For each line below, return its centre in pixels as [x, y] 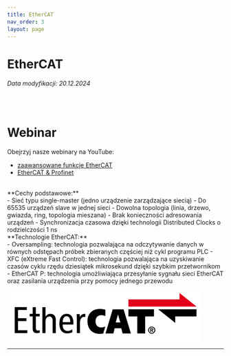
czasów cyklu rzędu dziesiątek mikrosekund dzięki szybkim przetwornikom [114, 266]
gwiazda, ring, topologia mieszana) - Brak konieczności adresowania [104, 215]
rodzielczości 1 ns [32, 229]
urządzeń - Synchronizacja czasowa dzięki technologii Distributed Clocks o [114, 222]
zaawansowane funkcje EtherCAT [65, 165]
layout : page [26, 29]
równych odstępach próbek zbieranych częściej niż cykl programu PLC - [110, 251]
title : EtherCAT [30, 14]
